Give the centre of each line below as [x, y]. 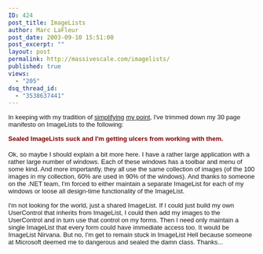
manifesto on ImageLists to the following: [66, 125]
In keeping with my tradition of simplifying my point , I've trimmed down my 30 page [124, 117]
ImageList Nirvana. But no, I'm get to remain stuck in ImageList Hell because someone [130, 235]
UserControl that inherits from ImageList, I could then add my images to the [115, 213]
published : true [35, 67]
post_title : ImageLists [47, 23]
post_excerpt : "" [37, 45]
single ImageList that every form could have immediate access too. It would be [119, 228]
